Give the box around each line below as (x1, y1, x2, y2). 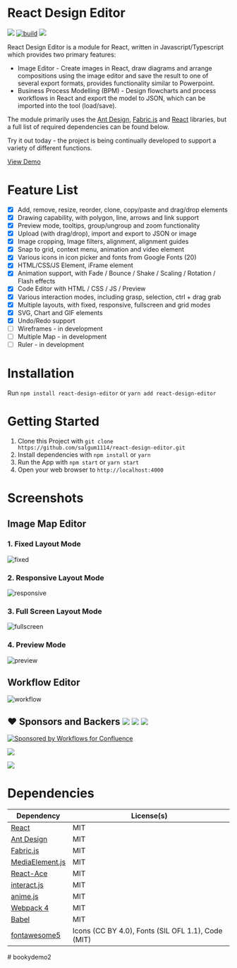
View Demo (7, 157, 41, 166)
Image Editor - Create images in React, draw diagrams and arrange (17, 63, 213, 72)
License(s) (130, 811, 168, 821)
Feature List (7, 182, 78, 198)
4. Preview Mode (7, 640, 66, 650)
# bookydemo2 (7, 953, 51, 962)
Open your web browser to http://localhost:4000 (17, 465, 164, 474)
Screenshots (7, 490, 84, 506)
